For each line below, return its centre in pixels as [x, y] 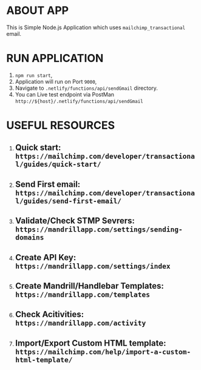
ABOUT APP [38, 11]
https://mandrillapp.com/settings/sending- [99, 230]
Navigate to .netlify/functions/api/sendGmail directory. [86, 88]
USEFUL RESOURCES [61, 126]
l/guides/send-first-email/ [68, 201]
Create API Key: [46, 257]
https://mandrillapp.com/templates [83, 295]
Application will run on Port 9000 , [56, 81]
